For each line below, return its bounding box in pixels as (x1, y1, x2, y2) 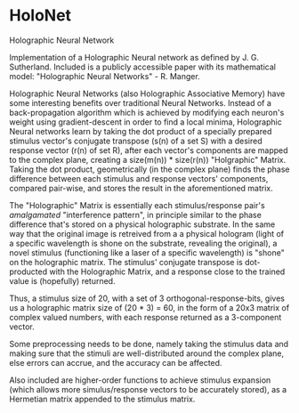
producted (9, 266, 48, 277)
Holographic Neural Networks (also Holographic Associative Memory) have (9, 88, 286, 99)
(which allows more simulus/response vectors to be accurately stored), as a (9, 384, 287, 394)
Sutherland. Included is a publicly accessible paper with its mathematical (9, 61, 276, 72)
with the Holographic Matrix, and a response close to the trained (48, 266, 286, 277)
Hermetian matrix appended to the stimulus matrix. (9, 393, 196, 404)
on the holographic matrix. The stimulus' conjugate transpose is (9, 256, 243, 267)
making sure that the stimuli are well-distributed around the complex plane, (9, 348, 285, 359)
